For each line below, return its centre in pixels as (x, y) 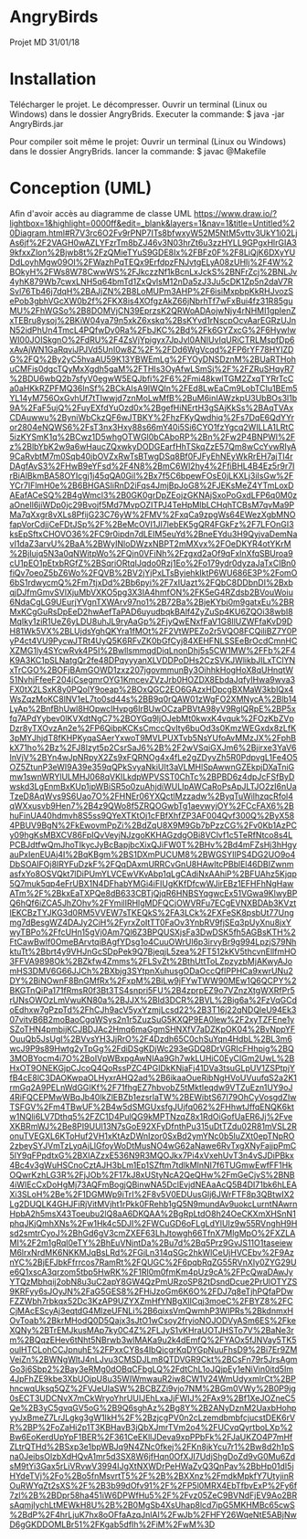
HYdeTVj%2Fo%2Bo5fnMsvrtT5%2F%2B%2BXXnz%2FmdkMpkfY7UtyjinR (152, 1475)
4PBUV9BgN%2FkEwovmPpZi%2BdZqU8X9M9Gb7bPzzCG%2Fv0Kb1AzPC (153, 825)
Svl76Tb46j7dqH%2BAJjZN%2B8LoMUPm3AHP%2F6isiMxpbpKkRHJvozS (152, 291)
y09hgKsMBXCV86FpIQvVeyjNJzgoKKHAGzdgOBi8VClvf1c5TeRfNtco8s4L (151, 834)
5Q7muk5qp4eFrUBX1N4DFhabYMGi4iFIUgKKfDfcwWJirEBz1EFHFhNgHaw (152, 883)
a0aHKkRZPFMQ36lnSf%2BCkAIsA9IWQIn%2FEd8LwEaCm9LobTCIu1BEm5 (153, 388)
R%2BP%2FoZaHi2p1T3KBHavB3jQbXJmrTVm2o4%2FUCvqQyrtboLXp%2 (151, 1427)
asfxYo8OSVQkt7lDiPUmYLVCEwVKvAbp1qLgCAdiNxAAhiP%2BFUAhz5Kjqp (153, 874)
